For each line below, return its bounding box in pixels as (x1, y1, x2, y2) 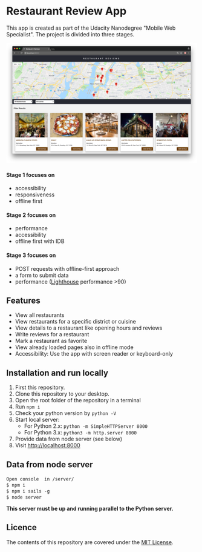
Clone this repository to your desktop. (15, 390, 110, 397)
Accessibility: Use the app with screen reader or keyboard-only (15, 350, 174, 357)
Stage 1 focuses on (6, 171, 55, 178)
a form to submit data (15, 271, 69, 279)
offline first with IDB (15, 238, 65, 245)
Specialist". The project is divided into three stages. (6, 30, 135, 38)
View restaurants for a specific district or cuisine (15, 318, 136, 325)
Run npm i (15, 403, 41, 410)
